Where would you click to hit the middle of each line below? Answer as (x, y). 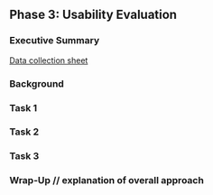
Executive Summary (55, 41)
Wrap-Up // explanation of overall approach (107, 181)
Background (37, 83)
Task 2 (24, 132)
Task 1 (23, 107)
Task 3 (24, 156)
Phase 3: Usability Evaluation (93, 15)
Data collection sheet (49, 60)
